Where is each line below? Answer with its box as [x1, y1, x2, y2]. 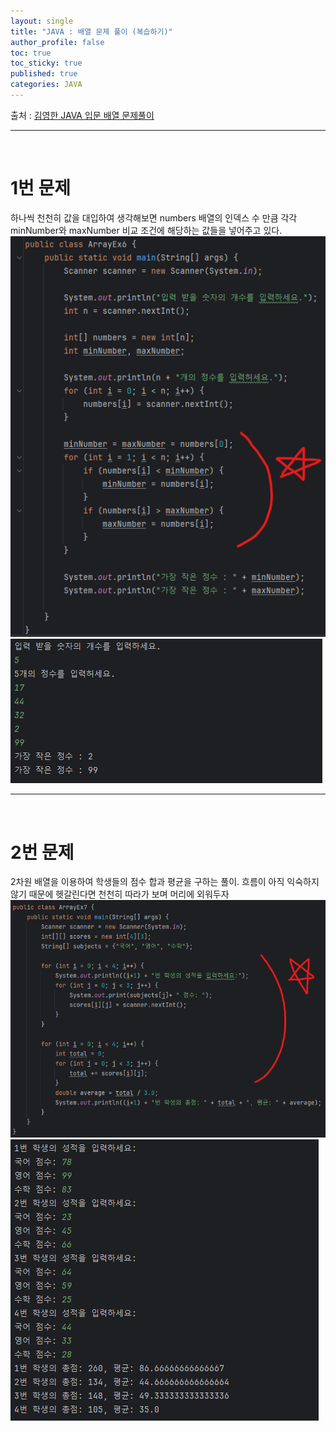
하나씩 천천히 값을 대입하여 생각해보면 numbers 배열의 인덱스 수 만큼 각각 [10, 211, 298, 224]
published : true [10, 69, 78, 79]
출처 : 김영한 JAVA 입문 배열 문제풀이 [10, 109, 155, 121]
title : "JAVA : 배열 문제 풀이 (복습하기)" [10, 26, 173, 37]
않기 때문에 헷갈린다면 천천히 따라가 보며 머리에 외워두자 [10, 888, 230, 900]
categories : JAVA [10, 80, 83, 90]
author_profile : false [10, 37, 105, 47]
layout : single [10, 16, 74, 26]
